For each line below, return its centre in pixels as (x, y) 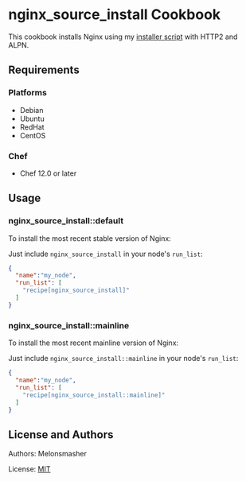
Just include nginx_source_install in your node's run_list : (105, 254)
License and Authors (61, 434)
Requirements (44, 70)
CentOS (33, 135)
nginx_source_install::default (66, 221)
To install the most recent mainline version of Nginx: (94, 343)
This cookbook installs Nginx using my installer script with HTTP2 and (123, 37)
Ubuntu (32, 118)
